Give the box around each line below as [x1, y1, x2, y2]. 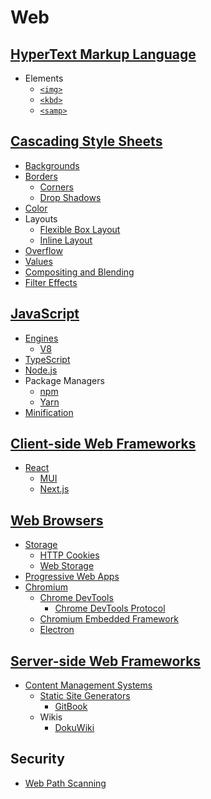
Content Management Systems [24, 679, 153, 691]
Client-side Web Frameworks [10, 436, 197, 453]
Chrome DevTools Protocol [54, 602, 166, 615]
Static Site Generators [39, 690, 131, 702]
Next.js [39, 483, 70, 495]
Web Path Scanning [24, 777, 107, 789]
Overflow [24, 244, 63, 256]
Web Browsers [10, 512, 104, 529]
